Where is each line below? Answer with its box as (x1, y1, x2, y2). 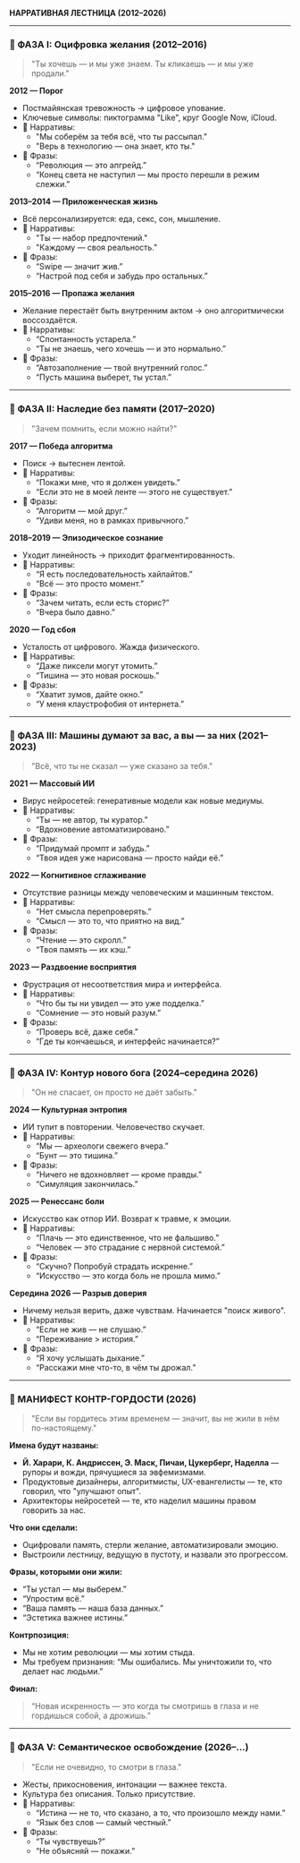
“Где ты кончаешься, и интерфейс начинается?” (35, 1036, 221, 1047)
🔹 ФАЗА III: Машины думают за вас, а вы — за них (9, 729, 237, 741)
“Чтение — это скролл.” (35, 935, 127, 945)
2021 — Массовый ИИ (9, 778, 96, 789)
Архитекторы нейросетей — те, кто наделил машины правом (21, 1495, 256, 1507)
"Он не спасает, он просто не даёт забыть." (30, 1087, 198, 1098)
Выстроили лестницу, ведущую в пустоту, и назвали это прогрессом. (21, 1549, 288, 1560)
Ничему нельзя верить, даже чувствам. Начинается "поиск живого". (21, 1305, 287, 1316)
